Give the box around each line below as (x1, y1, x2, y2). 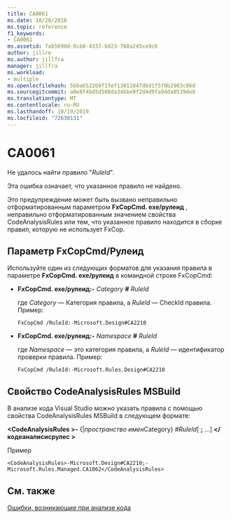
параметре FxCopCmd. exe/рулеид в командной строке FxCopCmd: (7, 271, 213, 280)
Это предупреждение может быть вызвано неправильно (7, 195, 178, 203)
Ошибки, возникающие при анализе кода (7, 504, 132, 512)
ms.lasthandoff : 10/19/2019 (7, 108, 90, 115)
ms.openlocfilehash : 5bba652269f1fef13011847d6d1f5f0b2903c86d (7, 82, 196, 89)
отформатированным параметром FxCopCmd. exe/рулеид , (7, 203, 188, 211)
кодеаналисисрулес (7, 433, 70, 441)
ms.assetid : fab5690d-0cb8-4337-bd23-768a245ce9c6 (7, 43, 158, 50)
